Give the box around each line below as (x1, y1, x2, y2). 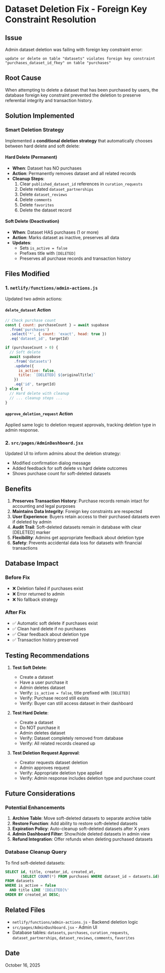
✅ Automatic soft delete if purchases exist (12, 620, 98, 626)
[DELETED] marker (12, 529, 51, 535)
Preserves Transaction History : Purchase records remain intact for (12, 498, 149, 504)
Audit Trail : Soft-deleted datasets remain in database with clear (12, 524, 142, 530)
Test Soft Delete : (12, 664, 47, 670)
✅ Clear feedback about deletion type (12, 631, 90, 637)
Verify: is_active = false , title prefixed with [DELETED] (19, 690, 131, 695)
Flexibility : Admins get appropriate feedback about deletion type (12, 534, 144, 540)
